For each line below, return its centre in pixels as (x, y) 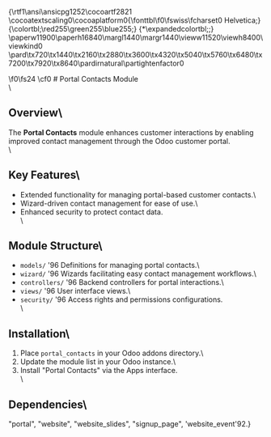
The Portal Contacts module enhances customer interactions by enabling (131, 132)
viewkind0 (25, 46)
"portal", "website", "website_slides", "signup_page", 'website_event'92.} (130, 424)
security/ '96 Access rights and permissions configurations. (121, 299)
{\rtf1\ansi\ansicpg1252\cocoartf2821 (70, 12)
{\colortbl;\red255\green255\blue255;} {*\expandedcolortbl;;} (111, 29)
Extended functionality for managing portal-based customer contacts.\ (138, 194)
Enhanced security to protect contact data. (91, 212)
